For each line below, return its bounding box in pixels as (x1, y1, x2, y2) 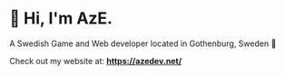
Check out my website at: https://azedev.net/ (9, 55, 182, 66)
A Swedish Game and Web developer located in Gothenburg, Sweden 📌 (9, 38, 277, 49)
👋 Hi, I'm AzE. (9, 8, 113, 29)
